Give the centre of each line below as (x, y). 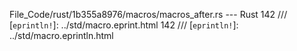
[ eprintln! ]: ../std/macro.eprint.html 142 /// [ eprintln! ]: (124, 25)
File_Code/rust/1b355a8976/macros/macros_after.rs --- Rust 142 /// (148, 14)
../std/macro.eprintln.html (61, 35)
